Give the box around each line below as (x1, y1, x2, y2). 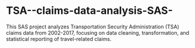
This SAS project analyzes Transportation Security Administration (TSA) (6, 23, 180, 30)
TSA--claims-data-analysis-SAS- (6, 4, 173, 17)
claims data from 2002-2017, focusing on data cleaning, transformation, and (6, 29, 189, 36)
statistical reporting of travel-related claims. (6, 35, 112, 42)
